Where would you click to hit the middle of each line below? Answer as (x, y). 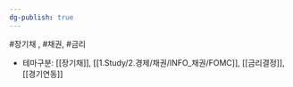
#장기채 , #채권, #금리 (48, 43)
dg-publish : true (42, 17)
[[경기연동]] (42, 74)
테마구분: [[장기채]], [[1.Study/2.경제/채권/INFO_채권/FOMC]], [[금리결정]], (153, 62)
